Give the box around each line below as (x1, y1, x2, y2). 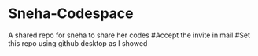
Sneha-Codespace (8, 5, 134, 23)
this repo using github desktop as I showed (8, 38, 148, 47)
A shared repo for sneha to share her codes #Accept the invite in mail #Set (8, 30, 250, 40)
